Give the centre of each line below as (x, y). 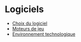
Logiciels (24, 9)
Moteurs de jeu (28, 28)
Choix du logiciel (30, 23)
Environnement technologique (44, 34)
